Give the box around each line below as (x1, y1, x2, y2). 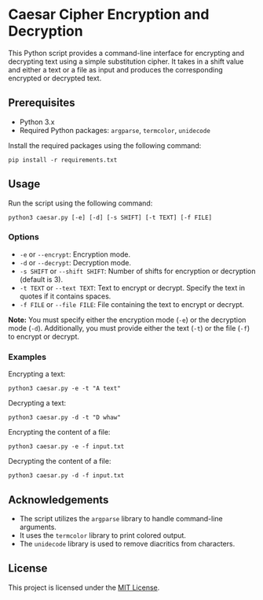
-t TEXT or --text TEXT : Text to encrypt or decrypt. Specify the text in (19, 283, 246, 292)
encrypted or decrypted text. (8, 73, 102, 83)
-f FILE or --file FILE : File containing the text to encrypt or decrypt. (19, 299, 245, 309)
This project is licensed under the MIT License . (8, 583, 160, 592)
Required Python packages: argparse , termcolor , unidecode (19, 125, 210, 135)
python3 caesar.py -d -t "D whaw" (8, 413, 122, 422)
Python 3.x (19, 117, 55, 127)
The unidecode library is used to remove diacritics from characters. (19, 539, 236, 548)
